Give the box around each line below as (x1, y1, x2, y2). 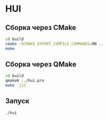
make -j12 (5, 83, 26, 88)
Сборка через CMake (5, 23, 76, 32)
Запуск (5, 97, 30, 105)
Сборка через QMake (5, 60, 76, 69)
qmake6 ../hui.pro (5, 78, 44, 84)
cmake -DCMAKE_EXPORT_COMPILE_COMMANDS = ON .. (5, 41, 103, 46)
